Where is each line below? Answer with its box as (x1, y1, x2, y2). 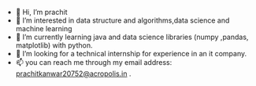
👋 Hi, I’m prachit (15, 8, 68, 16)
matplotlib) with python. (15, 41, 93, 50)
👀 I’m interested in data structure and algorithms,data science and (15, 16, 230, 25)
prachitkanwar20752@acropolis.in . (15, 69, 132, 78)
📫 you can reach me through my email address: (15, 58, 173, 66)
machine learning (15, 24, 72, 33)
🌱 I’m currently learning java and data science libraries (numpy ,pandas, (15, 32, 249, 41)
